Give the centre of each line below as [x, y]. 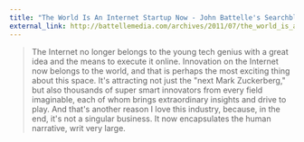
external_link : [38, 26]
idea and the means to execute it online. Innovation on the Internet [155, 61]
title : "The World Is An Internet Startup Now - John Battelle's [135, 18]
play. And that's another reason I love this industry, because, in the [156, 109]
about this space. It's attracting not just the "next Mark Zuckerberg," [159, 80]
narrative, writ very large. [79, 128]
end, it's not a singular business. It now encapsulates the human [151, 119]
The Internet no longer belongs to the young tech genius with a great [160, 51]
